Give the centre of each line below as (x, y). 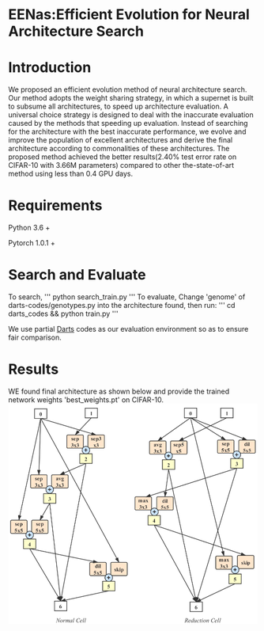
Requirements (55, 205)
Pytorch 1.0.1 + (32, 243)
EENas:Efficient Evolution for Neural (129, 15)
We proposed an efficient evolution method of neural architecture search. (128, 89)
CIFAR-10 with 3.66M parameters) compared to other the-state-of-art (121, 165)
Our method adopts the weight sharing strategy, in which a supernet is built (131, 98)
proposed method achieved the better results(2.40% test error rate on (123, 157)
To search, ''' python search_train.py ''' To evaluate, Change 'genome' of (127, 297)
